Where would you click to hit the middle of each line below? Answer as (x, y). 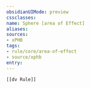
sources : (17, 35)
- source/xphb (24, 57)
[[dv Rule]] (21, 80)
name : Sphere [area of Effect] (46, 23)
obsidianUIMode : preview (37, 12)
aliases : (17, 29)
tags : (13, 46)
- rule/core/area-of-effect (42, 52)
